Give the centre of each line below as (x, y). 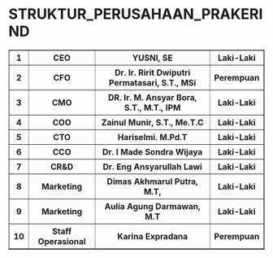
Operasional (62, 241)
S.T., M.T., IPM (153, 107)
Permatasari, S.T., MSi (152, 82)
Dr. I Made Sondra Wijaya (153, 151)
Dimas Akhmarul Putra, (153, 181)
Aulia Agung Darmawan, (152, 206)
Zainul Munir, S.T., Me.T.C (152, 122)
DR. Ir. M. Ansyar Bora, (153, 97)
